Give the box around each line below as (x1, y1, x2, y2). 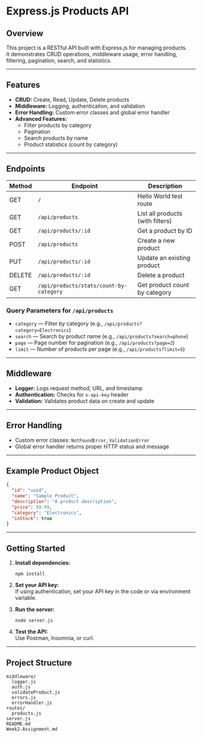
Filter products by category (23, 122, 92, 129)
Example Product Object (6, 465, 99, 476)
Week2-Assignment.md (6, 726, 58, 732)
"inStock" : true (11, 515, 52, 521)
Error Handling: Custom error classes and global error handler (14, 108, 170, 116)
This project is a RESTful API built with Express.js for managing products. (6, 44, 188, 51)
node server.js (14, 618, 54, 624)
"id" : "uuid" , (11, 488, 47, 494)
